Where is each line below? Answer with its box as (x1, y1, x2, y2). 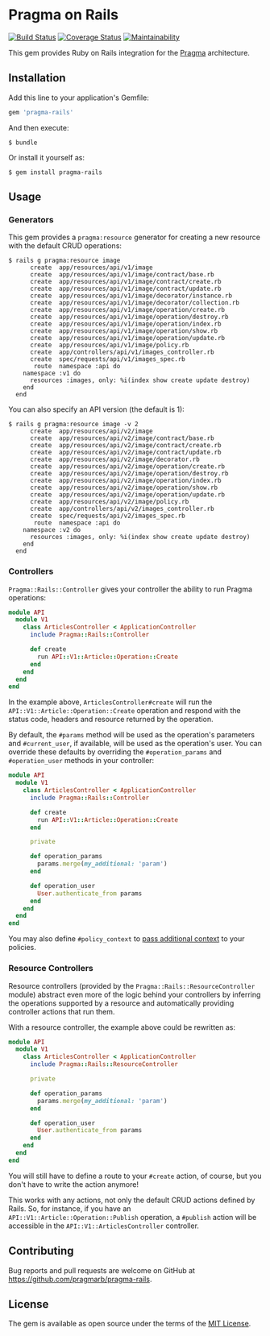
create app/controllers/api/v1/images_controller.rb (29, 348, 215, 356)
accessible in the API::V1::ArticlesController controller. (8, 1221, 200, 1230)
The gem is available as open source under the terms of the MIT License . (8, 1319, 251, 1329)
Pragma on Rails (8, 6, 119, 24)
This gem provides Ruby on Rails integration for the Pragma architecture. (8, 48, 250, 57)
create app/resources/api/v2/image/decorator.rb (29, 455, 200, 464)
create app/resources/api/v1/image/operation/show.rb (29, 327, 218, 335)
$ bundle (8, 139, 38, 147)
